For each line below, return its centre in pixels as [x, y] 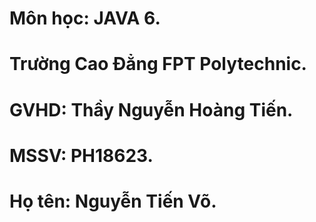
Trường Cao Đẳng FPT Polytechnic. [158, 64]
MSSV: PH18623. [81, 155]
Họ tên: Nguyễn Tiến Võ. [113, 201]
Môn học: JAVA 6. [85, 18]
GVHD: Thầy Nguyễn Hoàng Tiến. [151, 109]
